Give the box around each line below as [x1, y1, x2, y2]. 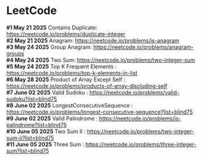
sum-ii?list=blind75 [6, 134, 54, 141]
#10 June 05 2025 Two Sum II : [6, 128, 86, 135]
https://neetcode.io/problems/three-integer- [85, 140, 197, 148]
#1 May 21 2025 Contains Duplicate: [6, 24, 98, 31]
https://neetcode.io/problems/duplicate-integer [6, 30, 125, 37]
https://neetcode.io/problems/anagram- [93, 43, 194, 51]
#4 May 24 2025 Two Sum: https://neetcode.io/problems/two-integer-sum [6, 56, 196, 64]
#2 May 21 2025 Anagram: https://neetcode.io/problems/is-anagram [6, 37, 180, 44]
